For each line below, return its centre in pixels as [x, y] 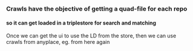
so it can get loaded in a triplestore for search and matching [81, 23]
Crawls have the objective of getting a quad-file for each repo [97, 9]
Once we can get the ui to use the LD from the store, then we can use [91, 36]
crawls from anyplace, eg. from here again [58, 42]
